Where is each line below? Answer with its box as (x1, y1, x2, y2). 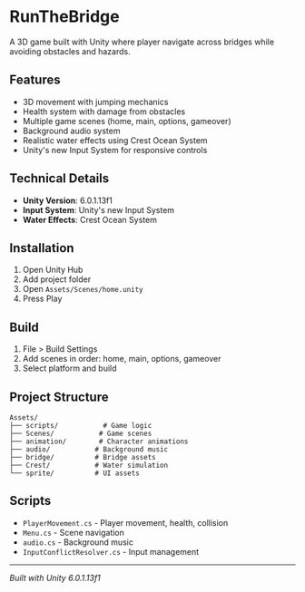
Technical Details (9, 170, 110, 187)
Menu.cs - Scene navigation (22, 527, 125, 538)
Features (9, 73, 61, 88)
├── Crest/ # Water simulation (9, 461, 169, 470)
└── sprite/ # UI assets (9, 469, 141, 478)
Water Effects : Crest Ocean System (22, 214, 157, 225)
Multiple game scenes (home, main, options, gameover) (22, 115, 231, 126)
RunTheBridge (9, 6, 120, 27)
